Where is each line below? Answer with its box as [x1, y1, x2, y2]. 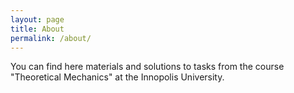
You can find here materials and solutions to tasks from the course [10, 61, 285, 73]
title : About [10, 24, 65, 34]
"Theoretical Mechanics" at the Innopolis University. [10, 71, 225, 83]
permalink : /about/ [10, 33, 92, 43]
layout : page [10, 14, 65, 25]
